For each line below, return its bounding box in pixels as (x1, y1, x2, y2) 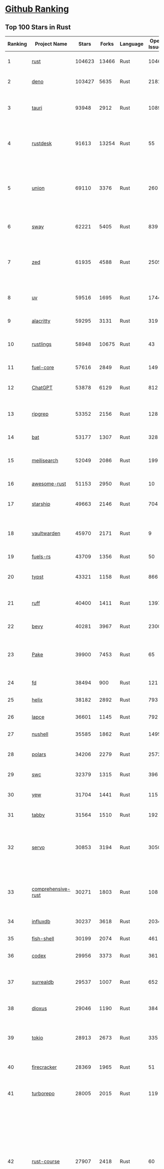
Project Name (35, 41, 67, 47)
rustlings (31, 341, 52, 347)
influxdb (31, 918, 50, 925)
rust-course (31, 1158, 60, 1165)
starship (31, 501, 50, 507)
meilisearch (31, 457, 59, 464)
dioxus (31, 1005, 47, 1012)
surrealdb (31, 978, 54, 985)
